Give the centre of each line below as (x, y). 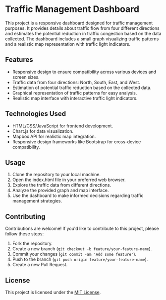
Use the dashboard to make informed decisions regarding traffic (78, 196)
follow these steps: (24, 234)
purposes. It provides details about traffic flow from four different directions (82, 28)
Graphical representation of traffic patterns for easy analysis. (75, 93)
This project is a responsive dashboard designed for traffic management (79, 23)
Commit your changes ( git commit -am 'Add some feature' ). (74, 254)
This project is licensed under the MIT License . (53, 292)
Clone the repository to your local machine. (56, 175)
